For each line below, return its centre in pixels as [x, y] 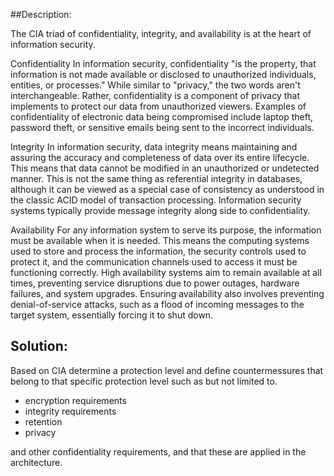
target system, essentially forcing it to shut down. [112, 315]
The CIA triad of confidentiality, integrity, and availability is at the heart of [161, 33]
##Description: [41, 14]
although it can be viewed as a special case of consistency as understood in [167, 189]
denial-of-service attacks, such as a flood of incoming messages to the [157, 304]
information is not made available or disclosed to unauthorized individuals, [163, 74]
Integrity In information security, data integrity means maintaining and [154, 147]
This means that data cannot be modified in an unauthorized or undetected [165, 168]
